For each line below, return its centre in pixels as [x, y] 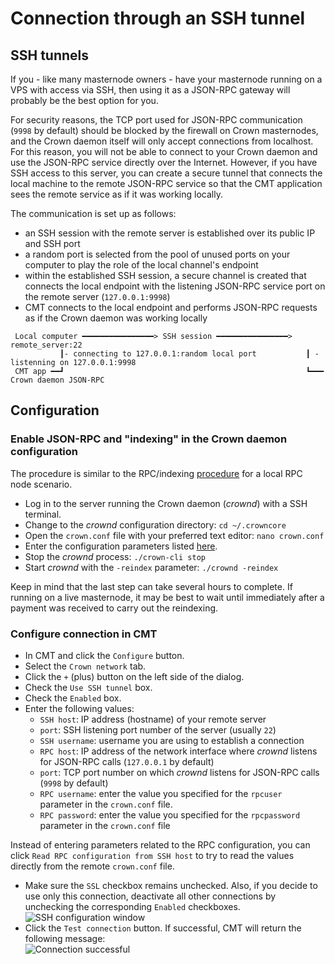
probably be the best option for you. [84, 100]
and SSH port [52, 243]
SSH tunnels [50, 55]
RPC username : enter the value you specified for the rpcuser [161, 793]
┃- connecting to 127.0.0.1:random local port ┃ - [189, 354]
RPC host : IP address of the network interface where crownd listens [178, 751]
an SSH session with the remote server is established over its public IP [170, 233]
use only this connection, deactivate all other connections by [150, 896]
